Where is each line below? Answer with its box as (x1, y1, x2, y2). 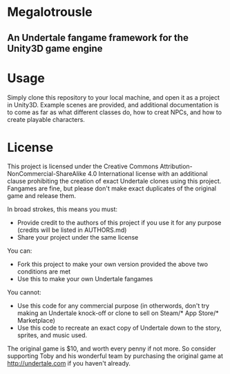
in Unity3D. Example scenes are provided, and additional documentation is (7, 100, 219, 109)
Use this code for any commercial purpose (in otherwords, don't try (17, 302, 209, 310)
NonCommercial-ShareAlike (7, 170, 86, 178)
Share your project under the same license (17, 233, 139, 242)
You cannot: (7, 288, 41, 296)
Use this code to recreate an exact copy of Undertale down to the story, (17, 323, 222, 332)
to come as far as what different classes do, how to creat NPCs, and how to (7, 108, 222, 116)
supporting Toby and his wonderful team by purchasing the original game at (7, 352, 223, 360)
